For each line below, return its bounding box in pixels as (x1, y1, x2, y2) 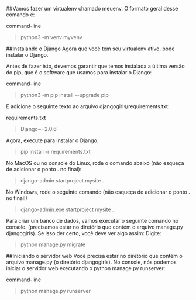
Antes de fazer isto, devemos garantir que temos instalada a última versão (6, 63, 185, 70)
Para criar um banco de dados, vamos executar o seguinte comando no (6, 218, 179, 224)
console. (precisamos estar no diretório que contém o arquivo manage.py (6, 223, 183, 230)
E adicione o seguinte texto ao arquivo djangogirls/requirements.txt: (6, 103, 170, 110)
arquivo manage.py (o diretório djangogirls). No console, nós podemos (6, 258, 177, 265)
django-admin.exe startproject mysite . (20, 206, 114, 213)
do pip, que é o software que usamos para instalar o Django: (6, 69, 152, 75)
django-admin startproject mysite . (20, 177, 104, 184)
